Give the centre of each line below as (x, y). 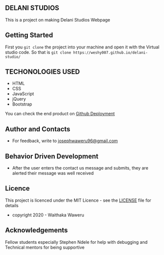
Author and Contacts (38, 129)
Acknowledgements (36, 230)
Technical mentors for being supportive (45, 247)
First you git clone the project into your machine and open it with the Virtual (82, 47)
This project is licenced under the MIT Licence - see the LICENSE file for (78, 200)
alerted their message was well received (53, 173)
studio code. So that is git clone (38, 52)
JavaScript (23, 94)
